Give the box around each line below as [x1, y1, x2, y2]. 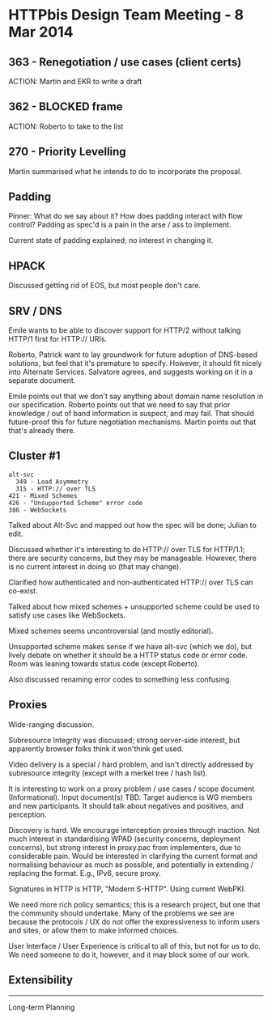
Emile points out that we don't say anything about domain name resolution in [8, 391, 264, 402]
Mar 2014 [8, 23, 74, 41]
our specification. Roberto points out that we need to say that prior [8, 400, 231, 410]
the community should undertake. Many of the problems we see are [8, 908, 235, 918]
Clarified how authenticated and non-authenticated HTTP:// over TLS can [8, 577, 253, 587]
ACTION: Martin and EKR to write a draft [8, 77, 142, 86]
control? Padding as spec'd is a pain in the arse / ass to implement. [8, 220, 232, 230]
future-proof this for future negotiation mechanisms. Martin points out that [8, 417, 257, 427]
